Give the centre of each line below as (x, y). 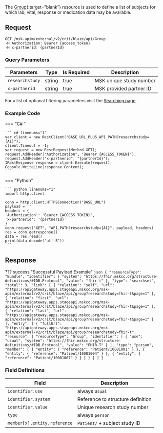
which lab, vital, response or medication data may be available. (68, 12)
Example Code (23, 114)
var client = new (23, 137)
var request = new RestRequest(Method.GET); (51, 150)
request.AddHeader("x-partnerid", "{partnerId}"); (58, 159)
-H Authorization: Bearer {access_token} (48, 43)
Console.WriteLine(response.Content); (44, 167)
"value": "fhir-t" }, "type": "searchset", (111, 281)
